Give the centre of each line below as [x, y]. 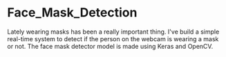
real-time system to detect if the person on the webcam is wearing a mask [113, 38]
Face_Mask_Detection [72, 13]
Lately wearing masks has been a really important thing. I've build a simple [113, 32]
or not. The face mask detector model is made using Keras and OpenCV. [110, 46]
